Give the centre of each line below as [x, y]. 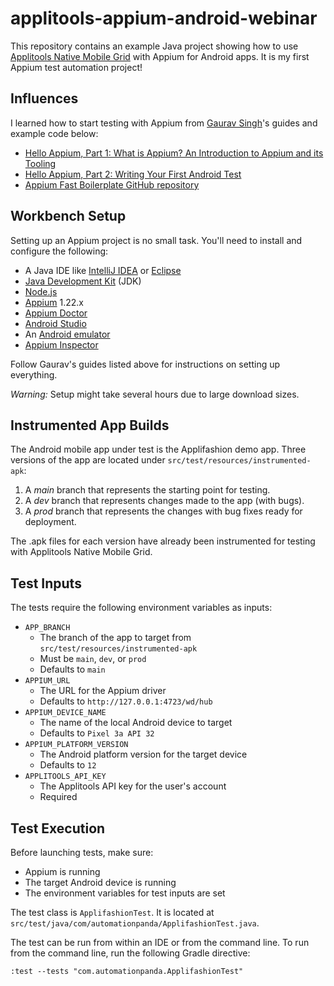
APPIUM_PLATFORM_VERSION [76, 745]
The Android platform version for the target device [143, 754]
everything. [34, 374]
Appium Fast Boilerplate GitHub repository [112, 184]
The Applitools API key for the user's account [133, 786]
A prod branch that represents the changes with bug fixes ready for [163, 511]
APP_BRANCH [47, 628]
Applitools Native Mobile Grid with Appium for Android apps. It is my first [160, 56]
